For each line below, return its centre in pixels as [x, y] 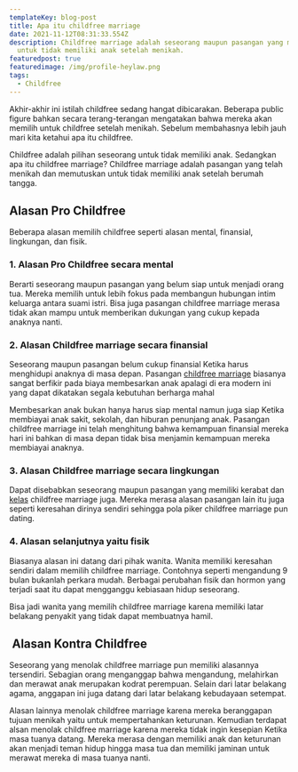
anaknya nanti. [36, 322]
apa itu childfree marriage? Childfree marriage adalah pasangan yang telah [146, 164]
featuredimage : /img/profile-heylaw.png [85, 68]
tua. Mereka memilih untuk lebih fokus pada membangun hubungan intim [143, 294]
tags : [19, 76]
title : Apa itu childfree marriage [75, 26]
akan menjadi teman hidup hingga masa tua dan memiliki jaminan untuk [140, 749]
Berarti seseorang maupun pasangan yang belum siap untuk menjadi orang [146, 284]
